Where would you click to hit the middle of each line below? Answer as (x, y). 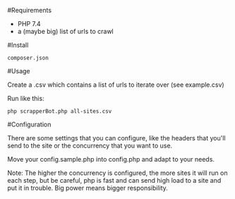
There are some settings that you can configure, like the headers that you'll (116, 138)
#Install (18, 45)
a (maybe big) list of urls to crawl (66, 31)
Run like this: (26, 98)
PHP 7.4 (29, 24)
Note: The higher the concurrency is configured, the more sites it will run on (117, 173)
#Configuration (29, 124)
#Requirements (29, 10)
